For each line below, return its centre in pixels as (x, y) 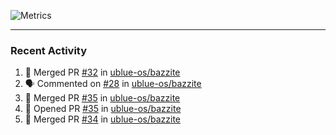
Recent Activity (49, 50)
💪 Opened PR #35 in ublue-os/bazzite (103, 109)
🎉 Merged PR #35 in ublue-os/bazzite (102, 98)
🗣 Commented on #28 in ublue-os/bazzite (113, 84)
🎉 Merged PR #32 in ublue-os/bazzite (102, 72)
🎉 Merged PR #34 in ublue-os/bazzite (103, 119)
